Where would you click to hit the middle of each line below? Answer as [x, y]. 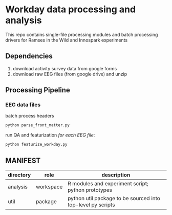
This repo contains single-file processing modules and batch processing [82, 34]
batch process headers [30, 116]
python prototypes [90, 190]
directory [19, 175]
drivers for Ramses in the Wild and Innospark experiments [67, 40]
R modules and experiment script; [108, 183]
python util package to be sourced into [114, 198]
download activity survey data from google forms [65, 68]
